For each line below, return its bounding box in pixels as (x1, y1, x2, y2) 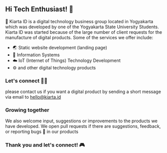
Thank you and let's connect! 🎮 (5, 141, 85, 148)
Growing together (5, 107, 49, 114)
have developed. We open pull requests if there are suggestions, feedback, (5, 123, 161, 129)
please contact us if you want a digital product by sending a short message (5, 89, 161, 95)
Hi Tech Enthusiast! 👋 (5, 5, 74, 14)
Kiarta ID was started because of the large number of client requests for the (5, 29, 162, 35)
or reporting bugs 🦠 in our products (5, 129, 79, 135)
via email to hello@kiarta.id (5, 94, 61, 100)
